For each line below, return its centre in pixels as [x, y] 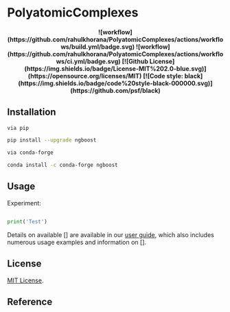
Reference [30, 301]
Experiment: [24, 203]
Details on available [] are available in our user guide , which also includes [111, 234]
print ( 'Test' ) [27, 221]
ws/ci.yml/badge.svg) [89, 61]
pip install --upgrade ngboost [52, 140]
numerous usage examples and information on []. [77, 242]
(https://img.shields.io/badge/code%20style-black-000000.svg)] [115, 83]
